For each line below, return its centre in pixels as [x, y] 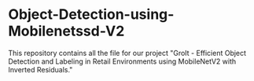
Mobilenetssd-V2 [66, 31]
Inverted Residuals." [40, 69]
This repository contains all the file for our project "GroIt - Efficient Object [127, 53]
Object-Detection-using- [91, 15]
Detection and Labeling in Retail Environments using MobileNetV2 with [122, 61]
